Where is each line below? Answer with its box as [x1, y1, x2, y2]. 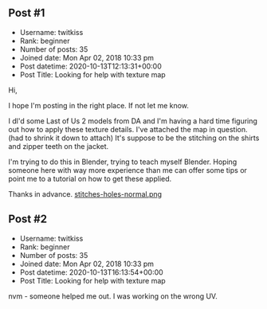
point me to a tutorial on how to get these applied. [8, 174, 172, 183]
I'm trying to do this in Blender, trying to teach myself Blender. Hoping [8, 157, 238, 166]
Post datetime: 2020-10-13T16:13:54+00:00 [19, 267, 163, 277]
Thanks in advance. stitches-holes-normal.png [8, 189, 162, 198]
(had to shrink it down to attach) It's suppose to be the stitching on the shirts [8, 133, 260, 143]
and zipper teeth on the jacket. [8, 141, 109, 151]
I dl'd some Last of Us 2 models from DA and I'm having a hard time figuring [8, 115, 257, 126]
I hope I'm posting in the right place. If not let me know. [8, 100, 190, 110]
